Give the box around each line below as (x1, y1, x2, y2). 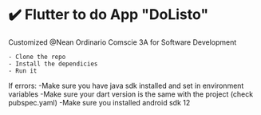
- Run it (8, 66, 38, 75)
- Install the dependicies (8, 60, 98, 68)
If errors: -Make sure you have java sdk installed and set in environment (8, 81, 244, 90)
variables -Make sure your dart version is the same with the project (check (8, 89, 254, 99)
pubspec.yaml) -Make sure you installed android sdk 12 (8, 97, 191, 107)
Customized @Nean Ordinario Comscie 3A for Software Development (8, 37, 237, 47)
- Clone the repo (8, 53, 66, 61)
